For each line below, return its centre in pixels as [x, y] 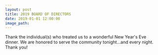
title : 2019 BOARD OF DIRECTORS [38, 14]
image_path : [17, 23]
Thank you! [16, 47]
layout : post [18, 9]
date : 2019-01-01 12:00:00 [33, 18]
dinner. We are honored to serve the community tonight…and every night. [79, 42]
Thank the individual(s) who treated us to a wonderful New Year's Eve [76, 37]
